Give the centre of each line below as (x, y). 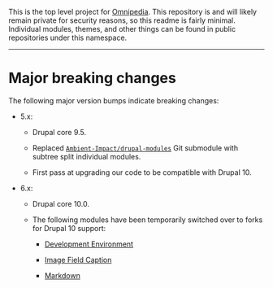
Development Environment (89, 244)
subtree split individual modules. (87, 156)
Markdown (63, 275)
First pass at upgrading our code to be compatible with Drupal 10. (142, 172)
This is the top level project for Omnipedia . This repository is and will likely (133, 12)
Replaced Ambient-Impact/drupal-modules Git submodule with (135, 148)
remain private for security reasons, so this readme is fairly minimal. (122, 20)
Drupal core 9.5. (59, 132)
